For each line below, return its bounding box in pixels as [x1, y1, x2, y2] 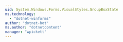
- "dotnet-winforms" [9, 16, 51, 21]
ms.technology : [5, 12, 36, 16]
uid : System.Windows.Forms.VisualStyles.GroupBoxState [5, 7, 119, 12]
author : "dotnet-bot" [5, 20, 49, 26]
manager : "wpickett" [5, 29, 47, 34]
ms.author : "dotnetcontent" [5, 25, 62, 30]
